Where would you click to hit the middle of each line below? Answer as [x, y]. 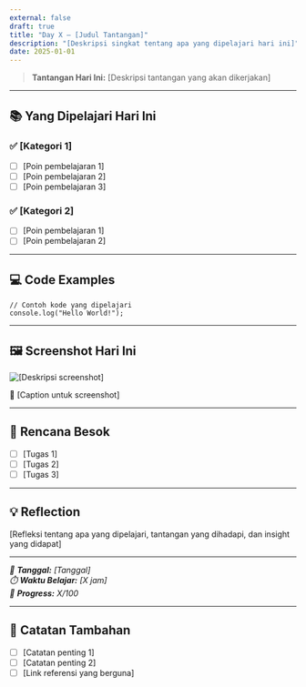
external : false [40, 18]
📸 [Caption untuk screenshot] [65, 395]
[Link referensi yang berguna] [78, 672]
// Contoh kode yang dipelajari [71, 306]
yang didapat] [36, 543]
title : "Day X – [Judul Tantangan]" [79, 35]
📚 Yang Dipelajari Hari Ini [83, 116]
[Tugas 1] [40, 454]
